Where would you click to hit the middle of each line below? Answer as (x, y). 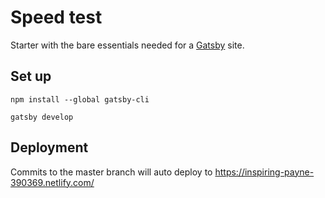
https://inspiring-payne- (264, 172)
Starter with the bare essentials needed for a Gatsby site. (127, 45)
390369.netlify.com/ (52, 182)
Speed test (56, 17)
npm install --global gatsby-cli (80, 99)
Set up (31, 76)
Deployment (49, 147)
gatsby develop (42, 117)
